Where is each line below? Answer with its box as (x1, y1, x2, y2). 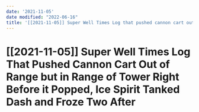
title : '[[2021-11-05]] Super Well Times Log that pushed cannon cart (6, 19, 184, 25)
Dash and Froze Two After (6, 95, 136, 108)
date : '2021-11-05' (6, 8, 54, 15)
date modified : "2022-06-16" (6, 14, 78, 20)
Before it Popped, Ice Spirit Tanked (6, 83, 180, 96)
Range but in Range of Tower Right (6, 70, 179, 83)
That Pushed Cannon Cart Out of (6, 57, 170, 71)
